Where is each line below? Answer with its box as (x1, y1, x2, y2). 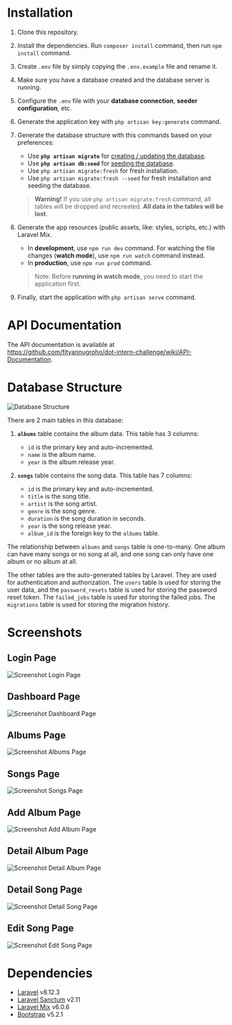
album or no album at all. (7, 557, 78, 565)
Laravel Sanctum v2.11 (17, 996, 81, 1004)
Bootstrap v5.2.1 (17, 1010, 64, 1019)
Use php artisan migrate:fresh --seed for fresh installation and (27, 174, 211, 182)
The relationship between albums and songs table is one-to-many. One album (7, 542, 226, 551)
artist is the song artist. (27, 499, 98, 508)
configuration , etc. (17, 104, 72, 112)
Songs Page (7, 768, 60, 780)
